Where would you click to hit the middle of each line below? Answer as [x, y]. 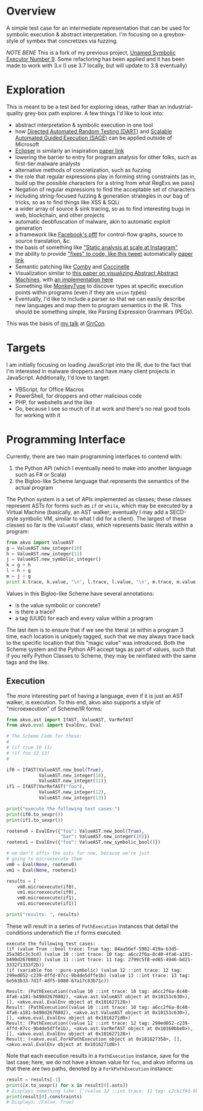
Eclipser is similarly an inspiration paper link [69, 150]
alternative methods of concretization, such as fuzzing [83, 170]
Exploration [36, 90]
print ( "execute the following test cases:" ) [63, 809]
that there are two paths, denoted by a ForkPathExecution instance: [90, 1069]
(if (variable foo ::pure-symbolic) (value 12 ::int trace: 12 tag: [94, 970]
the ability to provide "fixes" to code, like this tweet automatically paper [104, 253]
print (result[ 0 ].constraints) [44, 1096]
